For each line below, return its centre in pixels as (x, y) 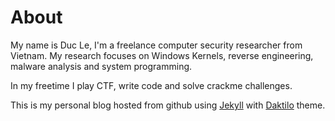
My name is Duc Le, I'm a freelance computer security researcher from (156, 45)
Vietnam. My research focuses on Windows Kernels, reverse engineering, (162, 55)
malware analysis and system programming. (101, 66)
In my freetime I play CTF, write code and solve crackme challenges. (151, 85)
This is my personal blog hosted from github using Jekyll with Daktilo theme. (168, 105)
